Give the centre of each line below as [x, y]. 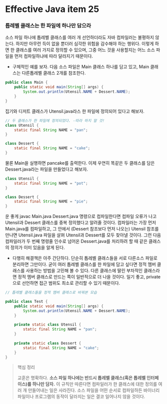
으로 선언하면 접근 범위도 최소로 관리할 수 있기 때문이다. [66, 283]
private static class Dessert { [48, 343]
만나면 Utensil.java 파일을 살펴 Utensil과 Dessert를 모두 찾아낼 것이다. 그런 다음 [83, 235]
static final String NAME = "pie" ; [51, 202]
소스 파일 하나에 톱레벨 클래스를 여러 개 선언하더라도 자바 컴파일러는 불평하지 [80, 37]
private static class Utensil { [48, 325]
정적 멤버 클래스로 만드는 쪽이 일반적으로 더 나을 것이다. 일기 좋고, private [89, 277]
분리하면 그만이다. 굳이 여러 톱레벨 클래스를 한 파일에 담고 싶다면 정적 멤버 [84, 264]
